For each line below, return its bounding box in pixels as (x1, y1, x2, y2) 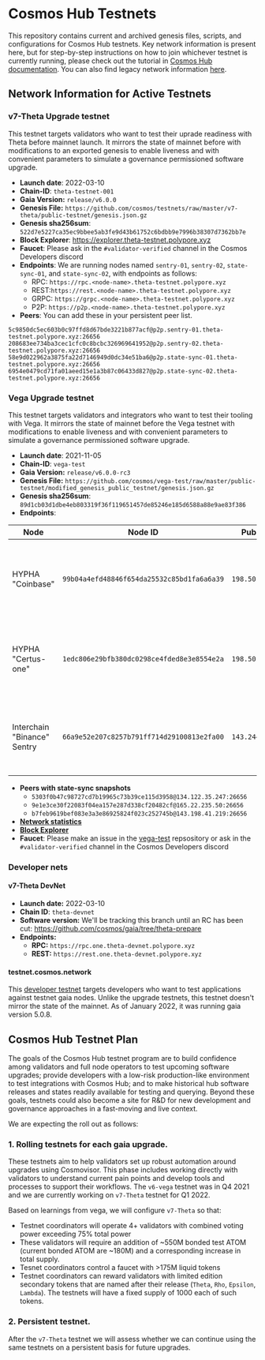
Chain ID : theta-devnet (19, 907, 95, 916)
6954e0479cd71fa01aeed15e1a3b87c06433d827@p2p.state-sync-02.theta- (8, 367, 238, 375)
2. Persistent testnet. (8, 1316, 91, 1327)
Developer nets (8, 861, 69, 872)
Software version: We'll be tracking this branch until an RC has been (19, 916, 244, 925)
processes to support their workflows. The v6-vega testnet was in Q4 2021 (8, 1182, 250, 1192)
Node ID (127, 526, 159, 538)
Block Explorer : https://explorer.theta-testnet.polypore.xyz (19, 234, 211, 245)
